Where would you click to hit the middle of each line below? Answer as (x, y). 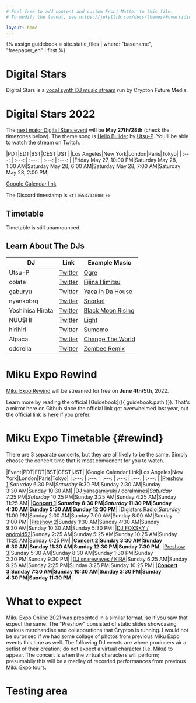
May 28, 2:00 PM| (28, 173)
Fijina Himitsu (102, 282)
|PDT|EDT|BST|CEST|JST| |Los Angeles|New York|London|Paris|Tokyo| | (94, 154)
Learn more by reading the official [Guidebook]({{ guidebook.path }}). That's (98, 402)
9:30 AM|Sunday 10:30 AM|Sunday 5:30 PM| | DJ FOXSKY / (77, 528)
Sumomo (96, 330)
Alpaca (19, 339)
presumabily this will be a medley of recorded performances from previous (96, 661)
